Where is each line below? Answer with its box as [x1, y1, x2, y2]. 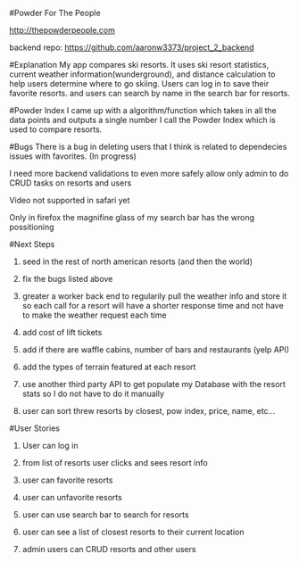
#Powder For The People [9, 8, 101, 18]
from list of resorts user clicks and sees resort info [21, 458, 208, 467]
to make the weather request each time [21, 310, 167, 320]
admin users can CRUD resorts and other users [21, 544, 196, 554]
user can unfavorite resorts [21, 492, 122, 502]
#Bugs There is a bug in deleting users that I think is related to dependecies [9, 142, 287, 152]
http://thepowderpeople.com [9, 25, 116, 35]
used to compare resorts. [9, 124, 103, 135]
